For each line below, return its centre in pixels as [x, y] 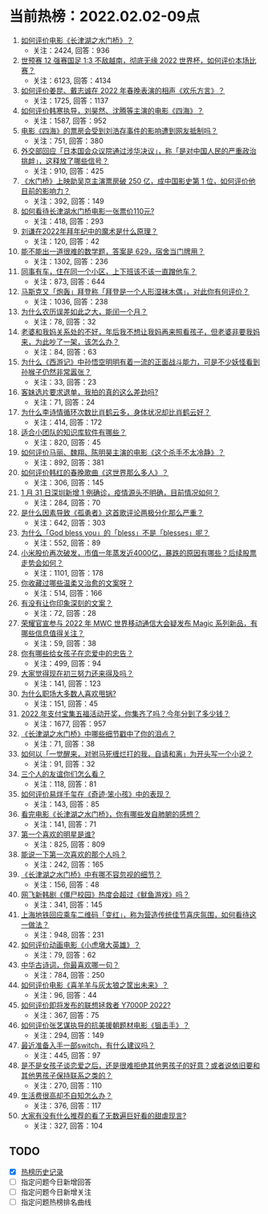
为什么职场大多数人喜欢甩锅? [68, 693]
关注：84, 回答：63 [65, 351]
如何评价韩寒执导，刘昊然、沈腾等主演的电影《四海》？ [112, 110]
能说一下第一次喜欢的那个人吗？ [73, 854]
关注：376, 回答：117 [67, 1105]
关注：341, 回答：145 [67, 904]
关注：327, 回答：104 [68, 1126]
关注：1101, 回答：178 [68, 572]
